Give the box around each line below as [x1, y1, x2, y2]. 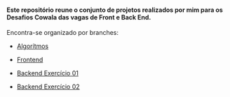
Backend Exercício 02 [16, 82, 80, 91]
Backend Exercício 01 [16, 69, 79, 77]
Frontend [16, 56, 43, 64]
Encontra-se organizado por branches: [6, 29, 119, 37]
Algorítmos [16, 42, 49, 50]
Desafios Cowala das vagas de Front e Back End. [6, 13, 151, 21]
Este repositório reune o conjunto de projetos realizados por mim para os [6, 6, 224, 14]
